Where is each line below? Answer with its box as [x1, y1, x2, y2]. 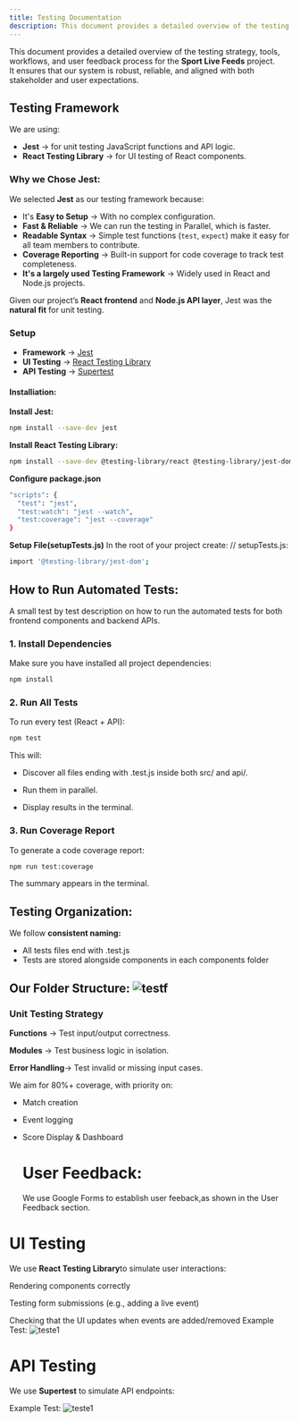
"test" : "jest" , [17, 498, 78, 508]
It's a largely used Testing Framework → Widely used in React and [21, 267, 271, 278]
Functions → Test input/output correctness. [9, 1028, 171, 1038]
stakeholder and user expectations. [9, 74, 139, 85]
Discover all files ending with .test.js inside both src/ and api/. [21, 767, 248, 778]
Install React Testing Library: [9, 439, 119, 450]
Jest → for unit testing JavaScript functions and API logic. [21, 141, 236, 152]
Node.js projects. [21, 277, 86, 288]
